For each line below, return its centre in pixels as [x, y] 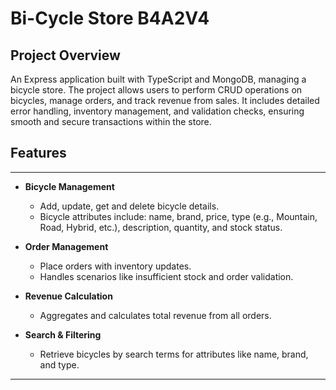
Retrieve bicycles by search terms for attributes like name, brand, [174, 354]
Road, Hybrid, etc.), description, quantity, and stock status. [161, 227]
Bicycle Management [69, 186]
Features [38, 153]
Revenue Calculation [68, 296]
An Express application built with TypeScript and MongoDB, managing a [158, 79]
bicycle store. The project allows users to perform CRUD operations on [156, 90]
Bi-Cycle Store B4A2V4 [110, 18]
